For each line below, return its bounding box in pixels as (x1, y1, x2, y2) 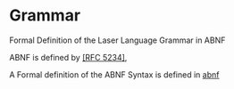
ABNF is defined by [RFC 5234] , (9, 52, 128, 62)
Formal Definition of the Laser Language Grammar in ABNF (9, 35, 226, 45)
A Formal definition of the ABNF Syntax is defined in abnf (9, 69, 220, 80)
